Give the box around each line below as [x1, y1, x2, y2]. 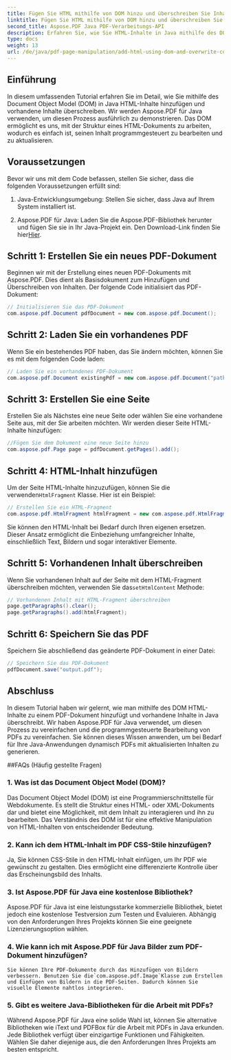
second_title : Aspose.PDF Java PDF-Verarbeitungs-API [7, 23, 165, 30]
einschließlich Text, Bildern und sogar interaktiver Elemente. [7, 538, 177, 546]
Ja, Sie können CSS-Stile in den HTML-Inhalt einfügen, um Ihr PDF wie [7, 856, 208, 864]
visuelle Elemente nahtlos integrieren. [7, 984, 125, 991]
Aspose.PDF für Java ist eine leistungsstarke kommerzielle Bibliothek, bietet [7, 903, 223, 911]
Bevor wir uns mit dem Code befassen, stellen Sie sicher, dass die [7, 174, 194, 182]
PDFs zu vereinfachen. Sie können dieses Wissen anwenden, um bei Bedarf [7, 732, 222, 741]
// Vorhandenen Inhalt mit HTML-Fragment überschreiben [7, 596, 170, 603]
